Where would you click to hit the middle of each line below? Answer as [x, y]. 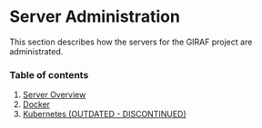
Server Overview [54, 95]
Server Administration [95, 17]
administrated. [36, 51]
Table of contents [49, 74]
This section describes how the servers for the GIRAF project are [131, 42]
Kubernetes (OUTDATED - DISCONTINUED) [104, 114]
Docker [36, 104]
